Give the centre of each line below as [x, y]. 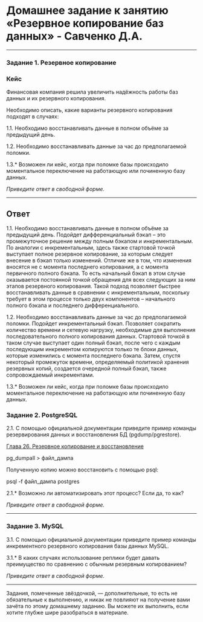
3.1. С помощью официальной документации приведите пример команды [101, 539]
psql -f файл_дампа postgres [43, 482]
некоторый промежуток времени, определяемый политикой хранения [98, 362]
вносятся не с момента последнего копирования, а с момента [87, 267]
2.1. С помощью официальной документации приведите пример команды [101, 428]
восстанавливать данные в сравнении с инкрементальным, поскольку [98, 292]
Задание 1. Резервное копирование [61, 62]
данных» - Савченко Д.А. [75, 36]
